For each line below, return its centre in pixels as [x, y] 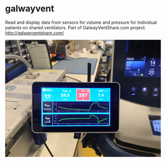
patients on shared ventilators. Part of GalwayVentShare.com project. [76, 27]
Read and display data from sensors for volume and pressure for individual [81, 22]
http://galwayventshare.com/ [35, 33]
